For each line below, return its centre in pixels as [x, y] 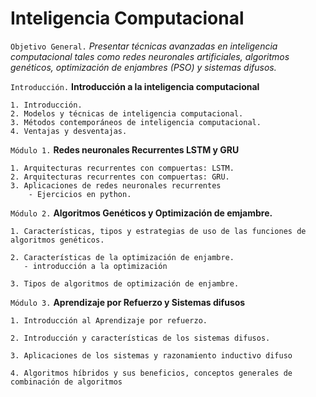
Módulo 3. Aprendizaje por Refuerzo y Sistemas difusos [128, 302]
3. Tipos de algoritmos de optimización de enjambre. [125, 283]
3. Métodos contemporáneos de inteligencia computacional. [136, 122]
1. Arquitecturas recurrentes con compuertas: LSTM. [122, 168]
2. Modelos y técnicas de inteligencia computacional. [127, 113]
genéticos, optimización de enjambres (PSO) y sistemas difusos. [143, 67]
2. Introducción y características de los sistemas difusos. [140, 338]
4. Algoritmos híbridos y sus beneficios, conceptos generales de [151, 373]
